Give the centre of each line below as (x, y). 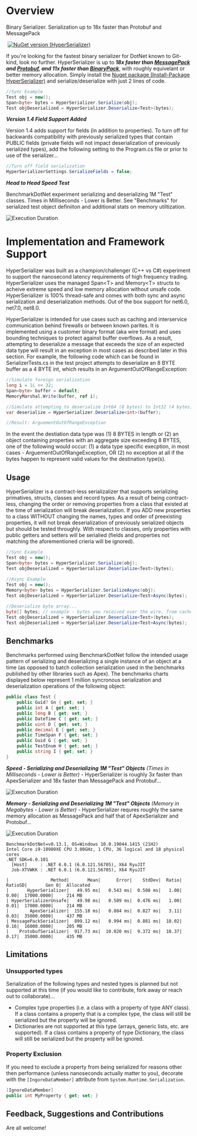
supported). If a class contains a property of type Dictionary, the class (99, 1033)
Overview (30, 11)
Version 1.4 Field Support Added (46, 119)
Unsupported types (35, 971)
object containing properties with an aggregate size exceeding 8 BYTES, (94, 440)
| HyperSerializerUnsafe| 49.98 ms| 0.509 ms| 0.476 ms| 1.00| (94, 901)
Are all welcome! (26, 1128)
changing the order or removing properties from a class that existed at (103, 504)
